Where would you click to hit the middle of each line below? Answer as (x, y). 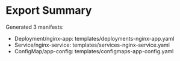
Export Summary (49, 10)
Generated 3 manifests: (35, 27)
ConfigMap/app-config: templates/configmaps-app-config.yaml (94, 51)
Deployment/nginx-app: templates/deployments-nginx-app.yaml (94, 38)
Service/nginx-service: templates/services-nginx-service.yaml (92, 45)
